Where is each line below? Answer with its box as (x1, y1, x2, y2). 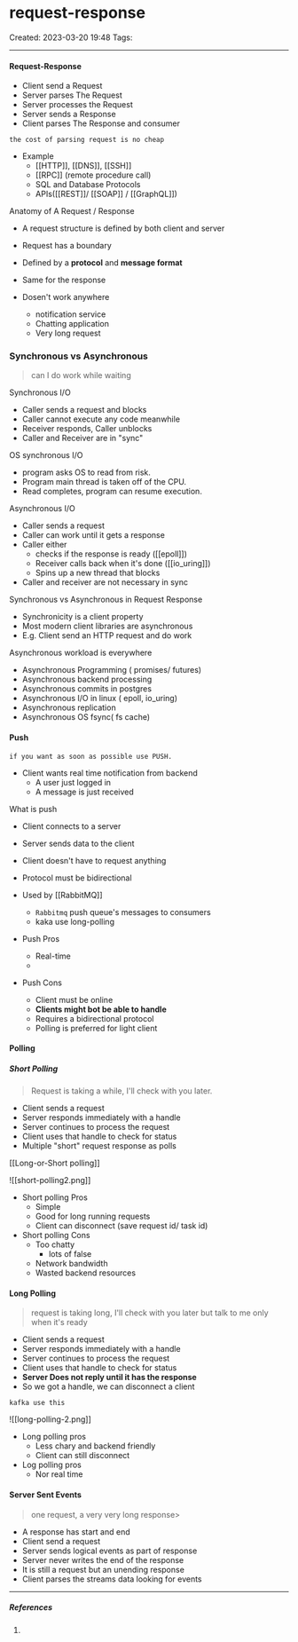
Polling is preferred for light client (35, 1022, 158, 1033)
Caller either (21, 540, 67, 550)
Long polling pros (21, 1432, 87, 1442)
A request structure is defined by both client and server (21, 223, 225, 233)
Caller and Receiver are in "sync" (21, 433, 144, 444)
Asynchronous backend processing (21, 674, 153, 685)
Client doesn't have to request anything (21, 855, 167, 865)
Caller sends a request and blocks (21, 405, 147, 415)
